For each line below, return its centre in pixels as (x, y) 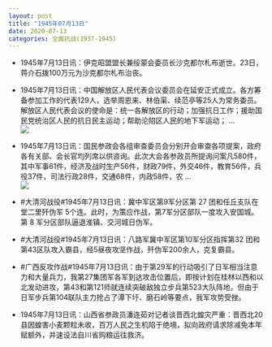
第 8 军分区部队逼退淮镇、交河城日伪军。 (89, 222)
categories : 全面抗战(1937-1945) (63, 39)
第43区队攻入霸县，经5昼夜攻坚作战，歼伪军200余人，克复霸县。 (130, 249)
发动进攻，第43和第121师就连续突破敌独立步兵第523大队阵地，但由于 (143, 287)
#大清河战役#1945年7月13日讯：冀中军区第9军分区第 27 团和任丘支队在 (139, 202)
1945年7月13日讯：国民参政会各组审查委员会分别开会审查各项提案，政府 (140, 146)
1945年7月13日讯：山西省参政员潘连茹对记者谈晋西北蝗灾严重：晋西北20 (142, 314)
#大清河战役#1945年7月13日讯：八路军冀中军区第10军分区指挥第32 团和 (140, 240)
